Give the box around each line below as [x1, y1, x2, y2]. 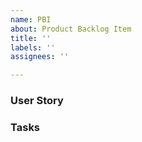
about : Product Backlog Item [10, 24, 132, 34]
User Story [10, 94, 64, 108]
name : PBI [10, 14, 52, 25]
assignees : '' [10, 52, 70, 62]
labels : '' [10, 42, 56, 53]
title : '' [10, 33, 52, 43]
